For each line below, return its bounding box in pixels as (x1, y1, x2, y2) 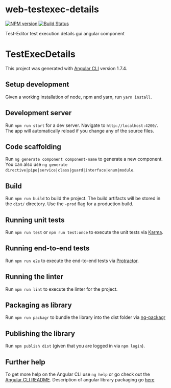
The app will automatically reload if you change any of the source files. (5, 127, 154, 134)
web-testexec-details (5, 4, 100, 15)
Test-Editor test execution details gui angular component (5, 30, 125, 36)
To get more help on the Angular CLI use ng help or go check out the (5, 371, 150, 377)
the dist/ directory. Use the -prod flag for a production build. (5, 201, 134, 207)
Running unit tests (5, 215, 65, 224)
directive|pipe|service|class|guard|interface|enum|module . (5, 167, 135, 173)
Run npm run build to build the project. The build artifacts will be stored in (5, 196, 161, 202)
